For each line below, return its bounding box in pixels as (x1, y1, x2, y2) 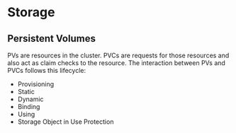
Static (17, 88, 35, 96)
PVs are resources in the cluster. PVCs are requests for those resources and (7, 51, 230, 59)
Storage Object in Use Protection (17, 117, 114, 126)
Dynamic (17, 95, 44, 103)
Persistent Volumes (7, 33, 96, 45)
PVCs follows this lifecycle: (7, 66, 86, 74)
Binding (17, 103, 40, 110)
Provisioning (17, 80, 55, 88)
